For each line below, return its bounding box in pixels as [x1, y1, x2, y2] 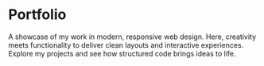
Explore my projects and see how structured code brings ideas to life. [8, 49, 236, 58]
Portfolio [8, 6, 67, 24]
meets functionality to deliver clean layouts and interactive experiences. [8, 40, 244, 49]
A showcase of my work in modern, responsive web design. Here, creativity [8, 32, 257, 41]
